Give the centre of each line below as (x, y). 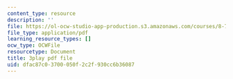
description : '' (31, 20)
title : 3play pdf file (40, 58)
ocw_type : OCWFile (34, 45)
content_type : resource (42, 13)
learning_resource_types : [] (49, 39)
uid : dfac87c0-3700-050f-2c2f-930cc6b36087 (71, 65)
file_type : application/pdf (48, 33)
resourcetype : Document (42, 52)
